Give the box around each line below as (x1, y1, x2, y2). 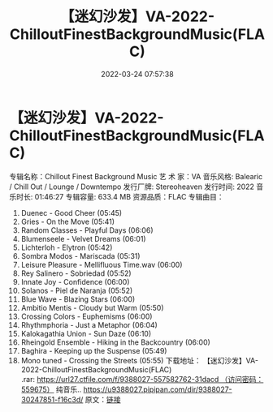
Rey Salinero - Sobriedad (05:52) (20, 268, 132, 278)
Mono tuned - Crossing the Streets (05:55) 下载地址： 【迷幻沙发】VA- (20, 355, 259, 365)
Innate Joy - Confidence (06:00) (20, 277, 130, 286)
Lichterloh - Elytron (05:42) (20, 242, 113, 252)
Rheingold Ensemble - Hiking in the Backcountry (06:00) (20, 337, 210, 347)
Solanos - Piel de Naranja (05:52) (20, 285, 133, 295)
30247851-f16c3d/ (20, 394, 84, 404)
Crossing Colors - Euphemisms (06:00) (20, 311, 153, 321)
